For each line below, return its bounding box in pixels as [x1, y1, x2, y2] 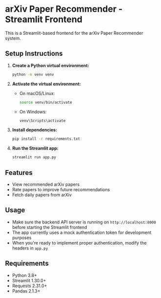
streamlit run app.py [12, 155, 56, 160]
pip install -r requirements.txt [12, 136, 80, 142]
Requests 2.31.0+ [12, 283, 47, 289]
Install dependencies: [12, 127, 58, 133]
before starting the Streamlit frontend [12, 224, 87, 230]
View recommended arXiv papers [12, 181, 80, 187]
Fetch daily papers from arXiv [12, 192, 72, 198]
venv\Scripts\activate [19, 118, 66, 123]
